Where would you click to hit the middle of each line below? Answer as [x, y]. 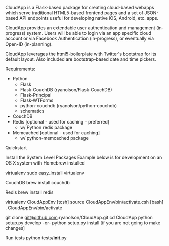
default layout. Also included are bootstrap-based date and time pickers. [81, 59]
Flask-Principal [36, 95]
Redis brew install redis [30, 192]
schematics [32, 111]
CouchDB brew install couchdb [37, 182]
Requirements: [20, 69]
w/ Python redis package [46, 127]
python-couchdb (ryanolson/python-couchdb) [69, 106]
